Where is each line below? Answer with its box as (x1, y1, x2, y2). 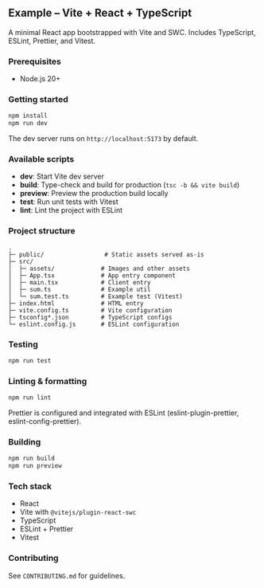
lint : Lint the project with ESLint (19, 206, 123, 215)
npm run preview (8, 462, 62, 470)
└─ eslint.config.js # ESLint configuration (8, 320, 180, 328)
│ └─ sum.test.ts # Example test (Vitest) (8, 292, 183, 300)
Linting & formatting (8, 375, 87, 386)
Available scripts (8, 154, 75, 165)
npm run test (8, 357, 52, 365)
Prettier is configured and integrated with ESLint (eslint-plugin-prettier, (8, 408, 239, 417)
